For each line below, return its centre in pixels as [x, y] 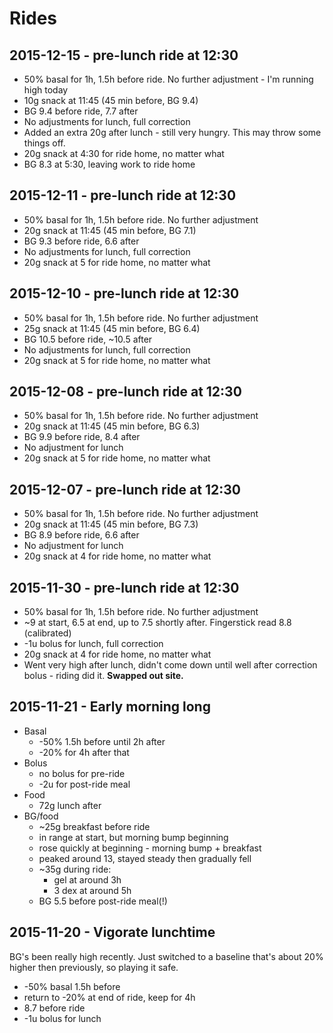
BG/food [41, 816]
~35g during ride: [75, 869]
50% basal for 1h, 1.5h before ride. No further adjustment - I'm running [168, 79]
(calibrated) [47, 633]
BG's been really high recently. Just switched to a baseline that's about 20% [166, 956]
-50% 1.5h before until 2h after [102, 741]
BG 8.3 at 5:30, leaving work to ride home [109, 164]
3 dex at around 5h [92, 890]
